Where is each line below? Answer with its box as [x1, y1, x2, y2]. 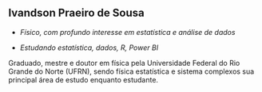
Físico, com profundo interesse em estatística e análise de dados [19, 27, 236, 36]
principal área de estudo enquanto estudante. [8, 75, 158, 84]
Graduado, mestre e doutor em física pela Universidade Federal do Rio [8, 58, 240, 67]
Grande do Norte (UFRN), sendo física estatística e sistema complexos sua [8, 67, 255, 76]
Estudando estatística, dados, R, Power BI [19, 43, 159, 52]
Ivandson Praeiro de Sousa [8, 6, 145, 20]
